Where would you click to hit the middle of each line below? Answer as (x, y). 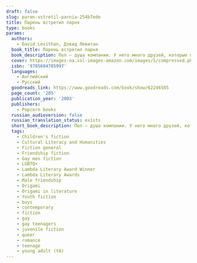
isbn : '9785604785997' (39, 66)
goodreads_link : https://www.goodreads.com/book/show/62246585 (90, 88)
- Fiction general (39, 148)
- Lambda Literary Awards (48, 175)
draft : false (22, 11)
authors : (22, 39)
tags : (18, 131)
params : (16, 33)
